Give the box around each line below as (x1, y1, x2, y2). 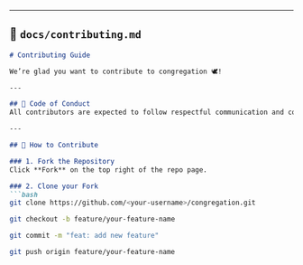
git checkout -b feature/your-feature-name (9, 214, 176, 224)
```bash (9, 190, 39, 199)
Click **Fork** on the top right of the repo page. (9, 165, 207, 175)
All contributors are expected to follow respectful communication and (9, 108, 284, 118)
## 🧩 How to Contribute (9, 141, 99, 150)
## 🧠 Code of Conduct (9, 99, 91, 109)
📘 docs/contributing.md (9, 26, 142, 42)
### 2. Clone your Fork (9, 182, 99, 191)
